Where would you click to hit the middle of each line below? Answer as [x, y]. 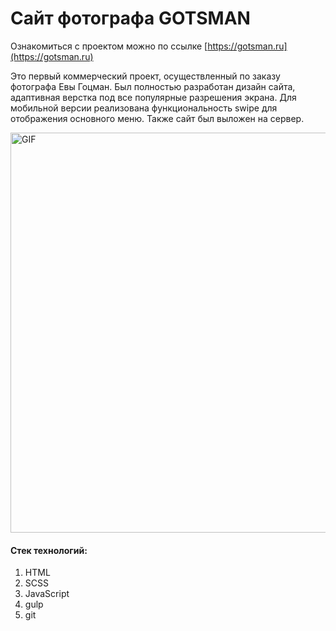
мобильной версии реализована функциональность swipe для [144, 108]
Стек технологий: [49, 550]
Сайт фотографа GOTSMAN [130, 18]
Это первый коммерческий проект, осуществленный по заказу [145, 76]
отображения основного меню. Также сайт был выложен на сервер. [157, 118]
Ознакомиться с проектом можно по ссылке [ [109, 46]
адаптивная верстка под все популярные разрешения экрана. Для [153, 97]
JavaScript [47, 594]
